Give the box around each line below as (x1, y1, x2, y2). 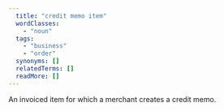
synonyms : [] (15, 58, 60, 66)
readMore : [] (15, 72, 60, 80)
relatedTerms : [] (15, 65, 75, 73)
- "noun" (23, 27, 53, 35)
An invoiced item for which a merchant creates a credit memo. (8, 94, 217, 104)
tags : (15, 34, 35, 43)
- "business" (23, 42, 67, 50)
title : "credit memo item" (15, 11, 107, 20)
